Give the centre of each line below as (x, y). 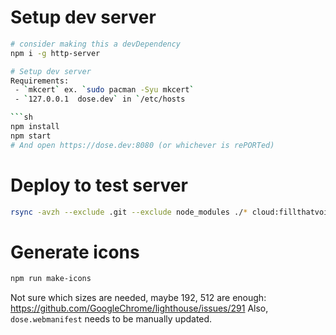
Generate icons (75, 252)
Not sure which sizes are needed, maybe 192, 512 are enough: (138, 298)
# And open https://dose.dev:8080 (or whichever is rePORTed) (142, 145)
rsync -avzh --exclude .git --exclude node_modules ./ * (129, 212)
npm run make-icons (51, 279)
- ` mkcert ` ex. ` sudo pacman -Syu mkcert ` (104, 90)
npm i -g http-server (55, 53)
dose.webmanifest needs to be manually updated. (111, 319)
